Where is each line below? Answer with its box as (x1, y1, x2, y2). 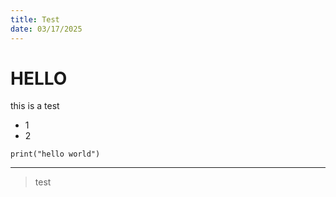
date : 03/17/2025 (10, 24, 83, 34)
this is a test (10, 100, 60, 112)
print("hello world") (10, 149, 101, 160)
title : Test (10, 14, 60, 25)
